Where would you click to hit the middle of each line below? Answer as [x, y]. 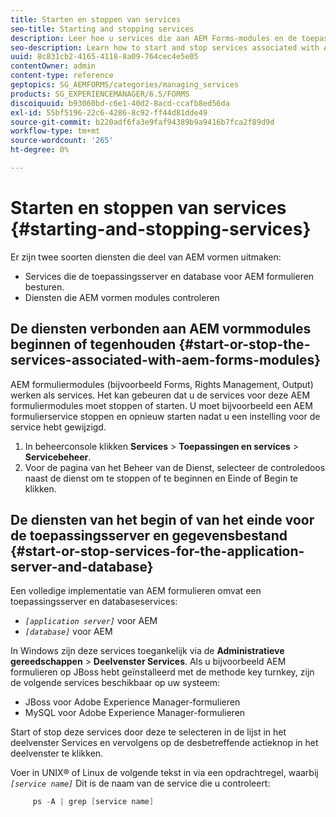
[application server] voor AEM [91, 621]
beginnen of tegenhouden [93, 344]
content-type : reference [62, 76]
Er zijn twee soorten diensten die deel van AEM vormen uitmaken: [146, 257]
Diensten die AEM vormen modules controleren [122, 297]
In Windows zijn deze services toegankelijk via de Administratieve [147, 651]
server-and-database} [82, 567]
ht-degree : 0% [40, 150]
